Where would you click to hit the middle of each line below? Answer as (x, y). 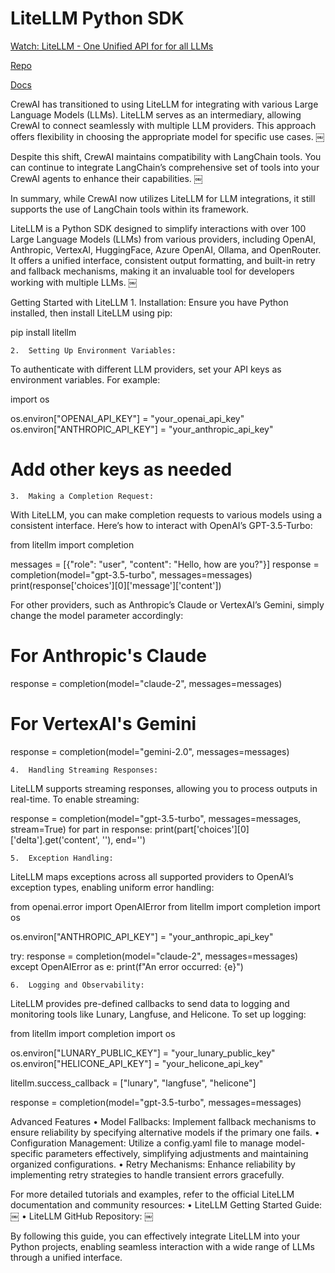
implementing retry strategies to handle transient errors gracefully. (147, 1174)
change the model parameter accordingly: (97, 615)
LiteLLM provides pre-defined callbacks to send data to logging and (150, 1003)
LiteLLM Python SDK (97, 18)
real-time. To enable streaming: (75, 799)
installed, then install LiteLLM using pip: (91, 313)
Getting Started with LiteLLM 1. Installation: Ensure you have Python (149, 302)
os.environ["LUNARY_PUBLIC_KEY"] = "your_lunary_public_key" (143, 1053)
